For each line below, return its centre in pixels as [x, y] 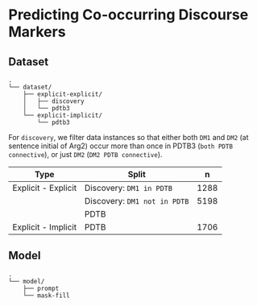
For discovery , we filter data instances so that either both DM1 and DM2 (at [128, 137]
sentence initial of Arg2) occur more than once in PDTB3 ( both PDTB [121, 146]
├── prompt [41, 288]
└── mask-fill [46, 296]
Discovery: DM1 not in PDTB [137, 201]
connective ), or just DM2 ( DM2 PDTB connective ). [85, 154]
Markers [37, 32]
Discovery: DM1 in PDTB [128, 188]
